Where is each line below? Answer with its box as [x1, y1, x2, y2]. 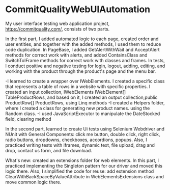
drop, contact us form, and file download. [5, 147, 93, 153]
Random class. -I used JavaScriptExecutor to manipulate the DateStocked [5, 111, 160, 117]
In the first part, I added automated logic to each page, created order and [5, 36, 159, 42]
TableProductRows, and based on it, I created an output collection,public [5, 94, 158, 100]
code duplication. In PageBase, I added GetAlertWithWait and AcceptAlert [5, 46, 160, 52]
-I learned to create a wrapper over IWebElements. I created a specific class [5, 78, 165, 84]
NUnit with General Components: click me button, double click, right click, [5, 131, 160, 137]
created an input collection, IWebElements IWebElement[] [5, 89, 126, 95]
